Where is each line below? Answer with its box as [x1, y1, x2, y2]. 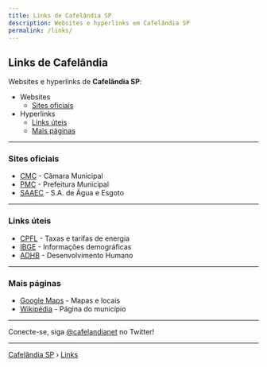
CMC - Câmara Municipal [19, 172, 103, 181]
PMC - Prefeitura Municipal [19, 180, 110, 189]
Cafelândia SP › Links [8, 350, 79, 360]
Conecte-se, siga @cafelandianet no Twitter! [8, 327, 155, 337]
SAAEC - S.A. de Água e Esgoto [19, 188, 125, 198]
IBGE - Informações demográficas [19, 241, 132, 251]
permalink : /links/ [8, 26, 73, 34]
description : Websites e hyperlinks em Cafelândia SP [8, 19, 191, 27]
